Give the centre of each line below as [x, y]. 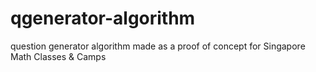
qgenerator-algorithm [103, 18]
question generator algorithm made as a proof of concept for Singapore [158, 46]
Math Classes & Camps [58, 56]
